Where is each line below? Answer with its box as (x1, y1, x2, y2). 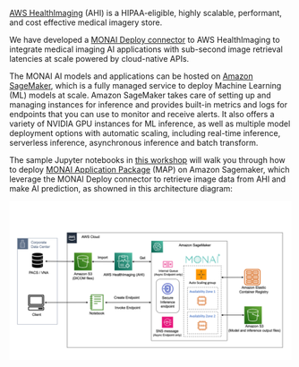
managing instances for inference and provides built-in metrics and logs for (9, 99, 288, 110)
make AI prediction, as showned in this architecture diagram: (9, 183, 233, 193)
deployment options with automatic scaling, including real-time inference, (9, 128, 281, 138)
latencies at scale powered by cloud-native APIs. (9, 54, 190, 64)
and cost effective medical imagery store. (9, 17, 163, 28)
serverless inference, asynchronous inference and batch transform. (9, 138, 259, 148)
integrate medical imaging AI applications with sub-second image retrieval (9, 44, 284, 55)
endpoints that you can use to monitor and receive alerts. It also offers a (9, 109, 275, 119)
